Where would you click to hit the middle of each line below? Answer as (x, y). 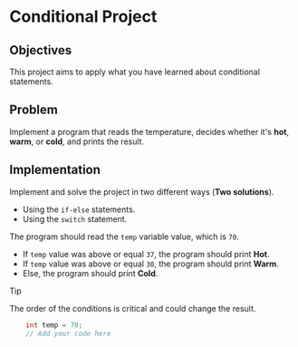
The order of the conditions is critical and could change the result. (133, 308)
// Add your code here (68, 333)
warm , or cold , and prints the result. (77, 141)
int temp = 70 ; (54, 325)
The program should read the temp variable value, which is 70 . (125, 236)
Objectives (41, 50)
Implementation (55, 170)
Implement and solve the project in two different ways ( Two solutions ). (142, 191)
